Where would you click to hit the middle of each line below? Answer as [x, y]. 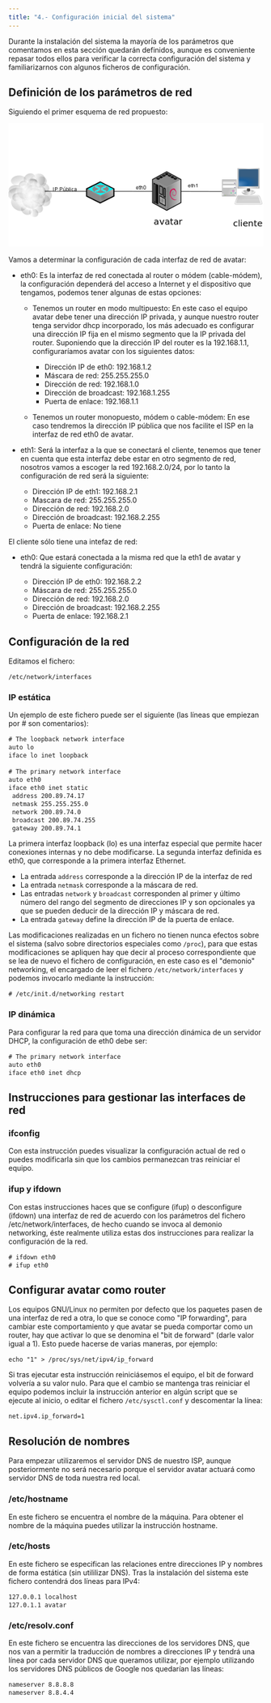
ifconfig [24, 1133]
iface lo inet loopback [49, 756]
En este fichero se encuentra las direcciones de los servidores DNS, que [129, 1643]
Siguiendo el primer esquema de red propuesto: [88, 112]
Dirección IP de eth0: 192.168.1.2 [98, 367]
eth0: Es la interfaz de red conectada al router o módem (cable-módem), [141, 275]
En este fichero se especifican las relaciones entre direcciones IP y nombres [136, 1564]
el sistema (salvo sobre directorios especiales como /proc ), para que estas [133, 944]
